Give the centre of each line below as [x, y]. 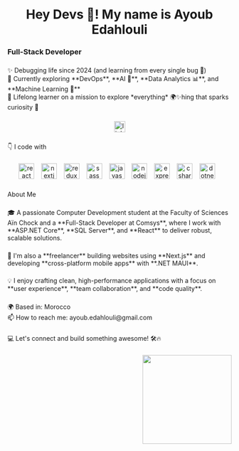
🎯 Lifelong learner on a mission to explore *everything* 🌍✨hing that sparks [118, 97]
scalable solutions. [35, 238]
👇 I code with [27, 147]
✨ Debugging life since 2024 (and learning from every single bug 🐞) [107, 70]
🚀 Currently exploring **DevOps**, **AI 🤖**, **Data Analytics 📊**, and [113, 79]
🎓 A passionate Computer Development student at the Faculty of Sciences [118, 212]
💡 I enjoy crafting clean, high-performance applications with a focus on [112, 281]
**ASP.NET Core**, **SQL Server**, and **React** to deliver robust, [110, 230]
